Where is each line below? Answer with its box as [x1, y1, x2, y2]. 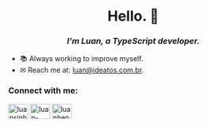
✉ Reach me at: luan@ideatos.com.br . [19, 65, 144, 75]
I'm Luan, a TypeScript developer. [67, 36, 200, 47]
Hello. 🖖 [107, 7, 159, 25]
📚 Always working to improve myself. [19, 54, 144, 63]
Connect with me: [8, 85, 79, 96]
